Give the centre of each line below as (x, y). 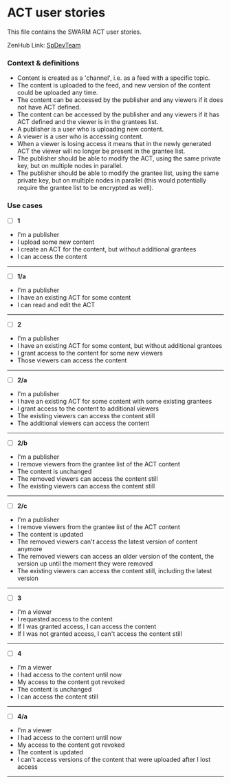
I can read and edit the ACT (56, 305)
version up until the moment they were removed (85, 564)
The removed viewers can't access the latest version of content (107, 541)
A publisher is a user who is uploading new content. (90, 130)
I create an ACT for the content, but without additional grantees (107, 249)
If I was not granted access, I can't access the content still (99, 633)
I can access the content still (57, 697)
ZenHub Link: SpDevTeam (44, 45)
